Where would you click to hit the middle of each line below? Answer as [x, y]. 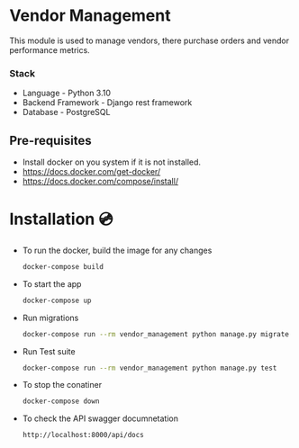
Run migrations [50, 318]
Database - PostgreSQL [66, 112]
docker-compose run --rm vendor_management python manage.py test [149, 368]
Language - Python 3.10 [66, 93]
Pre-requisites [50, 140]
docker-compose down [61, 401]
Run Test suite [49, 351]
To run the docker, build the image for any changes [117, 250]
